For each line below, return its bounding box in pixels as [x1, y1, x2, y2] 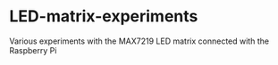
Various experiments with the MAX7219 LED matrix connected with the [9, 36, 270, 46]
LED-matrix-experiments [9, 6, 198, 27]
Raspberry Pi [9, 45, 57, 55]
